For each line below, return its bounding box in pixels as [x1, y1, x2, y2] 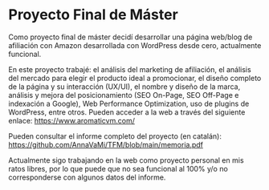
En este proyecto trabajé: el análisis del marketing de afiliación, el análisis [8, 64, 251, 74]
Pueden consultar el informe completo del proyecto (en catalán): [8, 131, 222, 141]
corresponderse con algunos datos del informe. [8, 172, 166, 182]
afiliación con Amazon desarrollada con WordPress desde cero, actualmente [8, 40, 262, 50]
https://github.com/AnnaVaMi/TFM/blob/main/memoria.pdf [8, 139, 203, 149]
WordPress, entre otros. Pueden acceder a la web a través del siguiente [8, 107, 246, 117]
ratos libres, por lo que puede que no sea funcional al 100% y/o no [8, 164, 229, 173]
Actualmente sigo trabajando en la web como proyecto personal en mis [8, 155, 244, 165]
